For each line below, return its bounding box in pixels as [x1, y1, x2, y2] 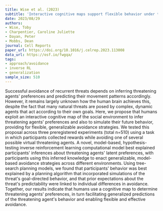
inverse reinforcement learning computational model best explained [19, 145, 155, 150]
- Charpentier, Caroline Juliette [5, 30, 75, 34]
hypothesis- [123, 139, 147, 146]
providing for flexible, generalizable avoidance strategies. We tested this [5, 124, 149, 130]
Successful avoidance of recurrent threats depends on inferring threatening [5, 88, 157, 94]
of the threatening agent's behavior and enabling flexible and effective [5, 196, 146, 202]
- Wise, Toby [5, 25, 32, 30]
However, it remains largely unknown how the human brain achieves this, [5, 98, 151, 104]
